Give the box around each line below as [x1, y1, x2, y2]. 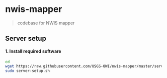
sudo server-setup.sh [5, 69, 50, 74]
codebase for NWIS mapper [17, 20, 75, 26]
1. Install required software [5, 48, 61, 54]
